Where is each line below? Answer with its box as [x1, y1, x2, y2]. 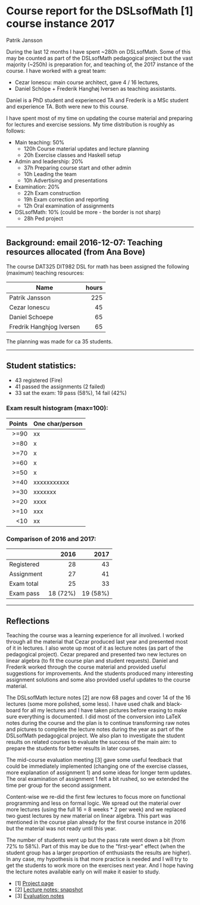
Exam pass [9, 589, 40, 598]
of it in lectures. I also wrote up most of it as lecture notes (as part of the [6, 644, 183, 651]
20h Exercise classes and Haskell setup [23, 151, 121, 159]
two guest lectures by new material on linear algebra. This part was [6, 812, 171, 819]
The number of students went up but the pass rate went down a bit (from [6, 836, 185, 844]
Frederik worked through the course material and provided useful [6, 663, 167, 671]
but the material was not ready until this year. [6, 824, 117, 832]
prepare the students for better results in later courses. [6, 745, 141, 752]
